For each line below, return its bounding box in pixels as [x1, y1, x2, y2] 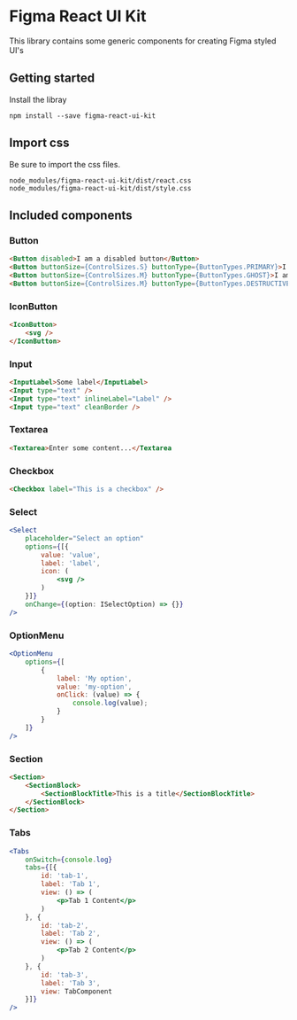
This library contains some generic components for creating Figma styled [9, 35, 277, 46]
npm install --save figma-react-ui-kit [9, 111, 156, 121]
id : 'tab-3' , [41, 970, 89, 979]
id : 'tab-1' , [41, 871, 89, 881]
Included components [9, 207, 133, 222]
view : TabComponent [41, 986, 113, 996]
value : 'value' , [41, 550, 101, 559]
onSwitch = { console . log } [25, 855, 113, 864]
